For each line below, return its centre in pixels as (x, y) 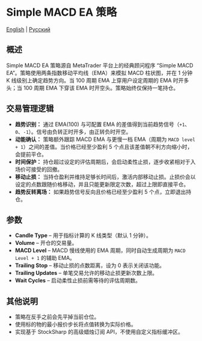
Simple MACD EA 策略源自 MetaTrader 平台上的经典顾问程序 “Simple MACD (100, 65)
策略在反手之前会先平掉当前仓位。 (57, 317)
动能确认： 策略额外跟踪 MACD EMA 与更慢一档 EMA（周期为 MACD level (105, 139)
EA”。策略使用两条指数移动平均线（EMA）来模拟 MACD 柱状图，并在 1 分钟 (99, 73)
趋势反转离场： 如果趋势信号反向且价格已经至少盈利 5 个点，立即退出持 (103, 192)
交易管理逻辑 (30, 109)
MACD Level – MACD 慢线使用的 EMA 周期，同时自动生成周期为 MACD (100, 250)
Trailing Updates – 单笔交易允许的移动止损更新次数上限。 (86, 273)
